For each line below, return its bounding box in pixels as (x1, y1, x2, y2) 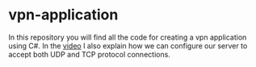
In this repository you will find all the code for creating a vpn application (8, 32, 247, 42)
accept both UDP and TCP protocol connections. (8, 49, 171, 59)
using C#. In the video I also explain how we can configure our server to (8, 40, 248, 50)
